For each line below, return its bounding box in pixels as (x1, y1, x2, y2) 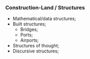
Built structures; (12, 21, 46, 27)
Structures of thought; (12, 43, 59, 49)
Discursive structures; (12, 48, 59, 54)
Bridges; (20, 26, 38, 33)
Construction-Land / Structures (5, 4, 85, 11)
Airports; (20, 37, 39, 43)
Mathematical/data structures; (12, 16, 76, 22)
